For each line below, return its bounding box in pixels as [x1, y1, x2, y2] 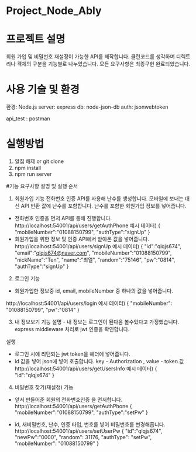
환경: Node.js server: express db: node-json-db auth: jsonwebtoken [6, 103, 169, 110]
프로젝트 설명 [6, 33, 66, 46]
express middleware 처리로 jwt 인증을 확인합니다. [14, 326, 130, 332]
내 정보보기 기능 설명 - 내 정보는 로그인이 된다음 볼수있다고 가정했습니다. [14, 318, 180, 325]
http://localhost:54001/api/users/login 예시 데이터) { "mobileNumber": [6, 300, 173, 307]
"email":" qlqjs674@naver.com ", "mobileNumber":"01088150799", [14, 249, 172, 256]
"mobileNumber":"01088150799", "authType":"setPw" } [14, 409, 148, 416]
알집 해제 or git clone [14, 158, 64, 165]
